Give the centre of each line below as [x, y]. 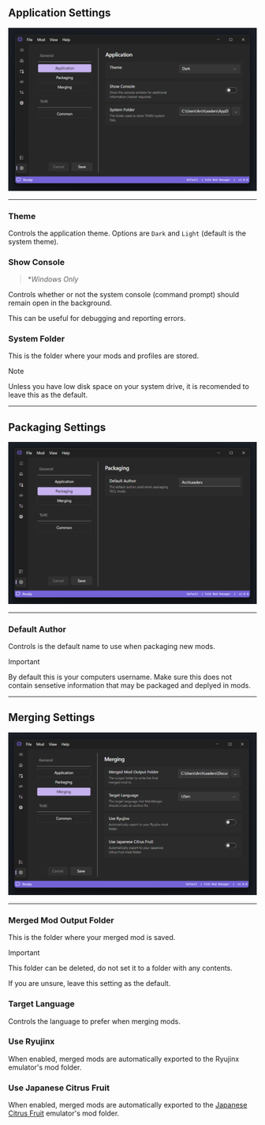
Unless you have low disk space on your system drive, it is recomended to [129, 387]
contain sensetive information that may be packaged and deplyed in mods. [129, 685]
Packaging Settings [57, 427]
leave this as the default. [48, 395]
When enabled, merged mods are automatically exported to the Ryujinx [124, 1059]
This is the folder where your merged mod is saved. [92, 938]
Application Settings [60, 13]
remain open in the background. [60, 303]
